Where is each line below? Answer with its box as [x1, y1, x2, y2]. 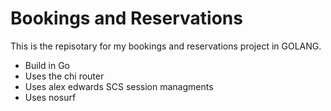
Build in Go [24, 59, 70, 71]
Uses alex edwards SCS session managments [24, 80, 214, 92]
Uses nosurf [24, 91, 77, 103]
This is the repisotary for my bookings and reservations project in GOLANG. [10, 40, 322, 52]
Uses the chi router [24, 70, 105, 82]
